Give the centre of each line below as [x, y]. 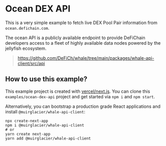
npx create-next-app [27, 121]
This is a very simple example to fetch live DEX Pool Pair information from [81, 23]
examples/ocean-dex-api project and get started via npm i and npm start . [80, 96]
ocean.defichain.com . [27, 28]
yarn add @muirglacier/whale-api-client [48, 138]
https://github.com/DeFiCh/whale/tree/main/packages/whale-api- [86, 58]
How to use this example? [46, 79]
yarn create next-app [28, 134]
